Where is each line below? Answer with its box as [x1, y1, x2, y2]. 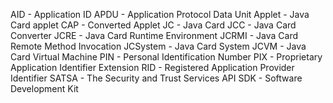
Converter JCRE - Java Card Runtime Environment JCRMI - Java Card [10, 30, 299, 41]
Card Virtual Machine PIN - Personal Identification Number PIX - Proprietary [10, 51, 323, 63]
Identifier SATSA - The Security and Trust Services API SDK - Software [10, 72, 303, 84]
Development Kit [10, 83, 79, 94]
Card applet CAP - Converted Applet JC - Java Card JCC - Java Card [10, 19, 297, 31]
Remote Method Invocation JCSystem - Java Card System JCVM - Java [10, 40, 307, 52]
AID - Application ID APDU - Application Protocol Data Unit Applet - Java [10, 9, 310, 20]
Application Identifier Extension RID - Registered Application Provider [10, 62, 295, 73]
